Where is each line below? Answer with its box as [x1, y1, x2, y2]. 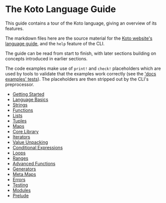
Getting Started [12, 91, 44, 97]
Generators [12, 166, 36, 172]
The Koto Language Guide [5, 4, 116, 15]
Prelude [12, 192, 29, 198]
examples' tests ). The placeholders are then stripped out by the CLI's [5, 76, 149, 82]
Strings [12, 101, 28, 108]
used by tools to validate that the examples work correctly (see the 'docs [5, 70, 156, 76]
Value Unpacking [12, 139, 48, 145]
